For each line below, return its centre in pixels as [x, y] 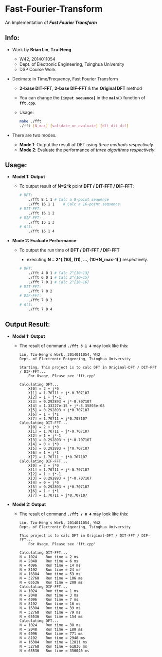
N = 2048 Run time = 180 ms [51, 629]
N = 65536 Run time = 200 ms [51, 582]
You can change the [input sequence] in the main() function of [82, 97]
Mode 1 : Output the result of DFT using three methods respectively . [87, 144]
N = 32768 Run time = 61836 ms [53, 646]
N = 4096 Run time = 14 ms [50, 565]
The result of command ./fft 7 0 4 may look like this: [74, 514]
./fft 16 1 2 [42, 213]
